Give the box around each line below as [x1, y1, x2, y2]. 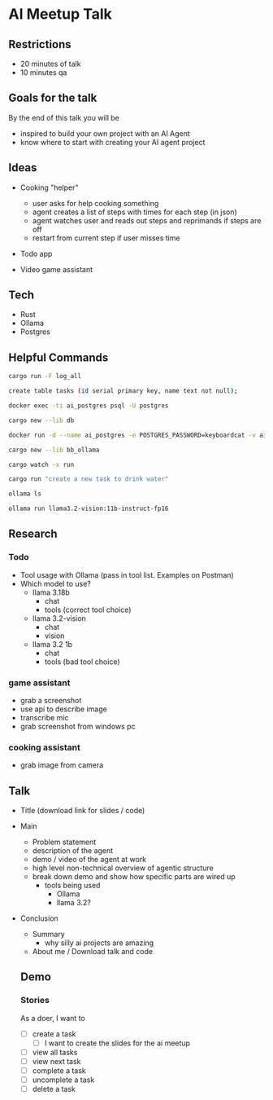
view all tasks [32, 1047, 78, 1057]
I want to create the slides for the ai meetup [44, 1038, 191, 1048]
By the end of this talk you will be [8, 112, 119, 122]
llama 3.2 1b [32, 639, 73, 649]
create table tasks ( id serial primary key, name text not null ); [8, 387, 238, 395]
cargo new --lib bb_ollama [8, 446, 100, 454]
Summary [32, 930, 65, 939]
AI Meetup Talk [8, 5, 112, 24]
